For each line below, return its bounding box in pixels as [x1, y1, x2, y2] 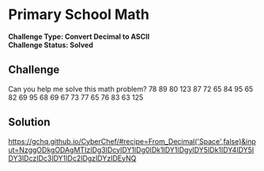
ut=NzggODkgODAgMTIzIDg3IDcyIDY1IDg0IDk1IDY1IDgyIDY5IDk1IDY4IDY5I [8, 145, 255, 154]
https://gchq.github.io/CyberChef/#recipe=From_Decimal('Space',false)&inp [8, 136, 257, 146]
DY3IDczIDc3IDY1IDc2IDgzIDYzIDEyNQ [8, 153, 137, 163]
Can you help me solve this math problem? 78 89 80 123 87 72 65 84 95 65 [8, 84, 254, 93]
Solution [8, 116, 51, 129]
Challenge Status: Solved [8, 40, 93, 49]
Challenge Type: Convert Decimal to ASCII [8, 32, 150, 41]
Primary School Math [8, 6, 150, 24]
